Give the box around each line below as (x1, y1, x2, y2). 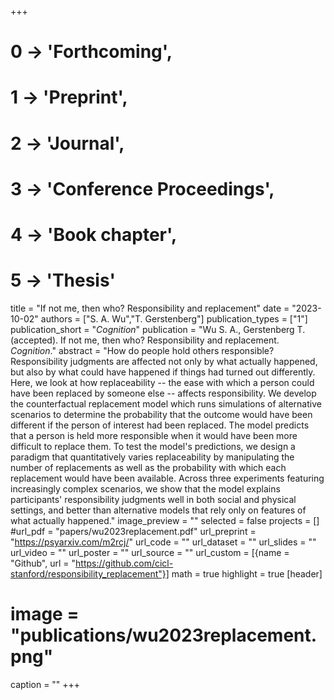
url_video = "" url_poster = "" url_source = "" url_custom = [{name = (10, 546, 290, 558)
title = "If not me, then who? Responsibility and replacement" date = (10, 302, 290, 314)
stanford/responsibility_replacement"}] (10, 567, 170, 580)
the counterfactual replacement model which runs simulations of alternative (10, 397, 322, 410)
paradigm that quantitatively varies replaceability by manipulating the (10, 451, 295, 463)
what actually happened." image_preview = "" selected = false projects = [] (10, 514, 320, 526)
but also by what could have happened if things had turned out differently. (10, 366, 316, 378)
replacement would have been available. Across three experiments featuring (10, 472, 325, 484)
